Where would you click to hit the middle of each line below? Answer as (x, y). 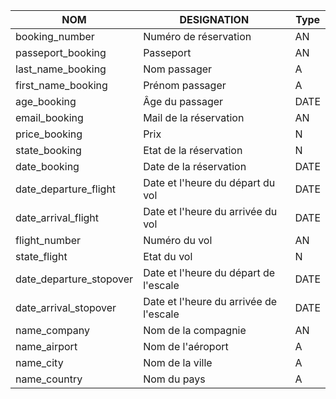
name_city (39, 362)
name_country (49, 379)
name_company (52, 330)
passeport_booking (61, 52)
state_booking (48, 150)
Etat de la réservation (193, 150)
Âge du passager (183, 101)
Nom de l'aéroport (186, 346)
